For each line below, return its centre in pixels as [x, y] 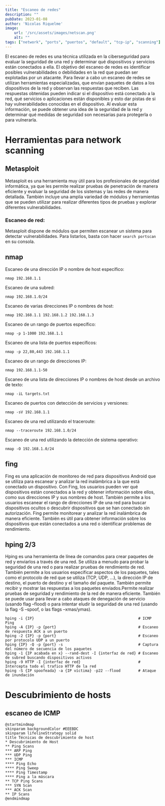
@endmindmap [17, 799]
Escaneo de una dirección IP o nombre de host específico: [65, 269]
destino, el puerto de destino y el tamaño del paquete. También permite [78, 583]
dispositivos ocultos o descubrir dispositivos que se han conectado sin [78, 508]
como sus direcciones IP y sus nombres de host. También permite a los [78, 497]
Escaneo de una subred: [30, 287]
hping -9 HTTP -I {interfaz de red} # [73, 662]
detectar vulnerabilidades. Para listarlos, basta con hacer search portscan [81, 236]
